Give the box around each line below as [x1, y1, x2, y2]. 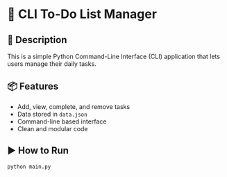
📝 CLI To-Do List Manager [7, 6, 158, 22]
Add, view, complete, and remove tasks [17, 102, 131, 110]
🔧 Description [7, 34, 67, 46]
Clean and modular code [17, 124, 88, 133]
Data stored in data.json [17, 110, 88, 118]
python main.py [7, 163, 51, 170]
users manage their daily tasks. [7, 60, 97, 68]
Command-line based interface [17, 117, 107, 126]
